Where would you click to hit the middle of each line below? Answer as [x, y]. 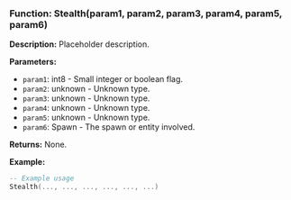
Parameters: [33, 62]
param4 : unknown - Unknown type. [86, 108]
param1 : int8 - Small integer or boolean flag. [102, 79]
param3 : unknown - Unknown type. [86, 98]
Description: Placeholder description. [80, 44]
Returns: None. [38, 145]
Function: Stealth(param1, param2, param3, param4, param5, [146, 14]
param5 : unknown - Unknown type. [86, 118]
